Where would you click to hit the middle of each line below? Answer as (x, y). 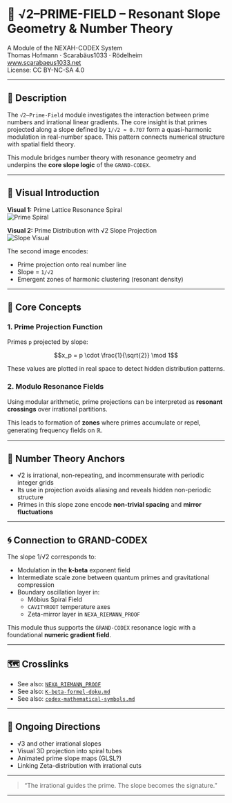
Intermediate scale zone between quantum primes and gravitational (113, 578)
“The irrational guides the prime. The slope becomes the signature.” (120, 785)
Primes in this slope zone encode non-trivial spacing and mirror (109, 505)
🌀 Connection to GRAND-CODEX (78, 540)
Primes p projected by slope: (48, 342)
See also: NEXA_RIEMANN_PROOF (59, 684)
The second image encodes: (48, 251)
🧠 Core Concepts (44, 307)
